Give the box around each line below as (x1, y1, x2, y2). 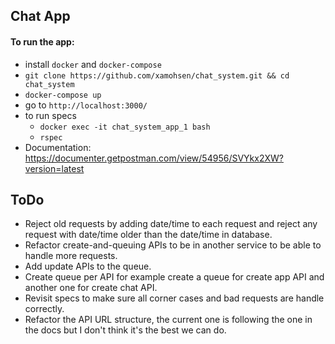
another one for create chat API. (24, 282, 158, 294)
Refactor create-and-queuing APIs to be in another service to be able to (24, 239, 322, 251)
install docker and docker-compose (24, 58, 162, 70)
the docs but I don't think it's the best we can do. (24, 324, 227, 336)
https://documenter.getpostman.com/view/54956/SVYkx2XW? (24, 152, 284, 164)
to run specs (24, 109, 77, 121)
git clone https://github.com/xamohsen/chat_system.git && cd (24, 70, 290, 81)
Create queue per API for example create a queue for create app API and (24, 271, 325, 283)
